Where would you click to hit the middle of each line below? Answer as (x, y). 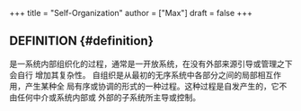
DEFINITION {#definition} (82, 41)
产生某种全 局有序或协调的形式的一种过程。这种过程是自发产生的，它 (152, 86)
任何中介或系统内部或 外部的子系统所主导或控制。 (108, 97)
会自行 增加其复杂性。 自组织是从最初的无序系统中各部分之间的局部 (133, 74)
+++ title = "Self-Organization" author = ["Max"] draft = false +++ (131, 13)
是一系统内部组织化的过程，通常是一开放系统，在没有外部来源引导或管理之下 (151, 64)
